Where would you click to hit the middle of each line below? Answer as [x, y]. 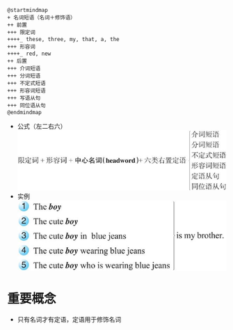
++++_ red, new [29, 54]
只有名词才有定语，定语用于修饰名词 [69, 320]
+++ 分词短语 [24, 76]
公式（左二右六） [42, 126]
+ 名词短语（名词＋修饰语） [42, 17]
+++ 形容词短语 [27, 91]
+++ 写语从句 [24, 98]
